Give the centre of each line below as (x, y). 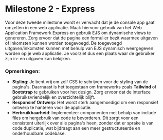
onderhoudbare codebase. (39, 133)
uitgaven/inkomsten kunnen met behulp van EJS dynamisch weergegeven (79, 48)
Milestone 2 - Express (50, 9)
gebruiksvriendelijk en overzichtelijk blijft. (54, 97)
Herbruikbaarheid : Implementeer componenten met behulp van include (84, 113)
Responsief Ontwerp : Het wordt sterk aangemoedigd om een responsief (85, 103)
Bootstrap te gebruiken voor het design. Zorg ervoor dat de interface (81, 92)
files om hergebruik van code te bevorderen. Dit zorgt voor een (75, 118)
